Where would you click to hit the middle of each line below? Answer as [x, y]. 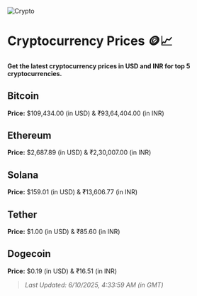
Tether [22, 215]
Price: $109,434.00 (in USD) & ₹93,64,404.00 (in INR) [86, 113]
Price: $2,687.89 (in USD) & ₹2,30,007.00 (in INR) [79, 152]
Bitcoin [23, 96]
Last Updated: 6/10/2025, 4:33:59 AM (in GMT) [94, 285]
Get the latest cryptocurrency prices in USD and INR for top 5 [99, 66]
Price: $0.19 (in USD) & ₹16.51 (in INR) [62, 271]
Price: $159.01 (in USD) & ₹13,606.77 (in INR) [73, 192]
